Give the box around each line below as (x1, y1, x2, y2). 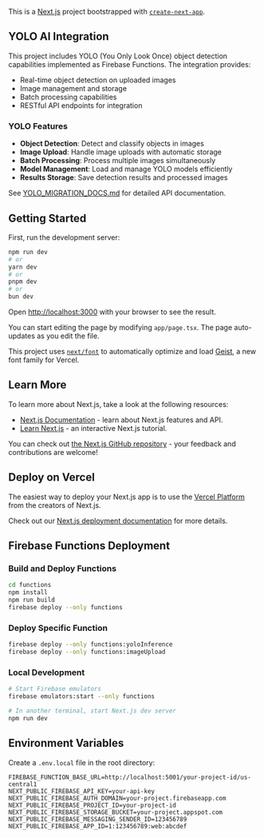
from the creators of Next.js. (8, 500, 101, 510)
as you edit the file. (37, 331, 100, 341)
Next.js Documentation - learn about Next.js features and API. (19, 415, 223, 425)
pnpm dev (8, 277, 37, 286)
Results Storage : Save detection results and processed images (19, 173, 228, 182)
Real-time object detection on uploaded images (19, 75, 177, 85)
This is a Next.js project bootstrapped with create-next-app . (8, 7, 206, 16)
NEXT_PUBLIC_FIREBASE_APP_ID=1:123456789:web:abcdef (8, 822, 187, 830)
